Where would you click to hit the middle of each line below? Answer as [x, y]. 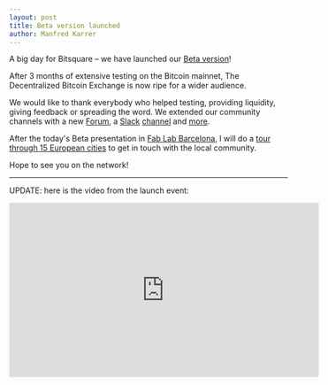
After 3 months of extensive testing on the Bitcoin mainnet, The [125, 76]
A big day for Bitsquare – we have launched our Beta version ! [120, 59]
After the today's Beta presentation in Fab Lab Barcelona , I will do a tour [140, 139]
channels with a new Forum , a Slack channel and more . [110, 121]
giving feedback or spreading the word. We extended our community [135, 112]
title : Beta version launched [65, 26]
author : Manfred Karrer [53, 34]
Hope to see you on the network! [69, 166]
